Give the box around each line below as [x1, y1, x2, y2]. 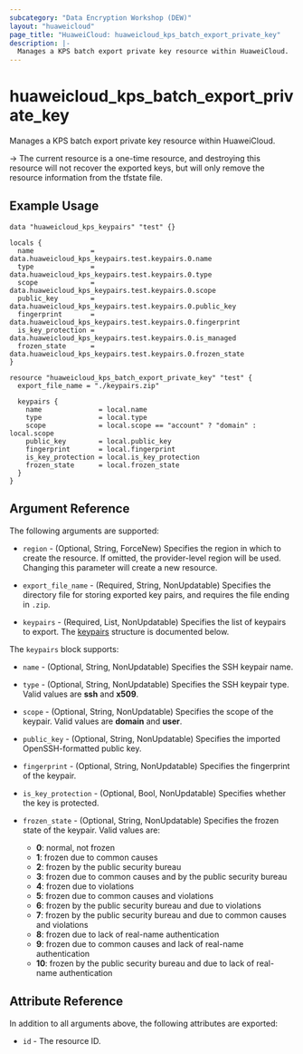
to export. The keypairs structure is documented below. [22, 626, 230, 637]
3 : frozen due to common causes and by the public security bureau [35, 871, 288, 882]
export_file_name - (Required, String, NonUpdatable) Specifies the [22, 580, 271, 590]
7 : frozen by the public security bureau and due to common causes [35, 909, 287, 921]
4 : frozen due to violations [35, 881, 134, 892]
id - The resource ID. [22, 1035, 101, 1046]
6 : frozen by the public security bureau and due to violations [35, 900, 262, 911]
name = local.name [25, 405, 147, 414]
